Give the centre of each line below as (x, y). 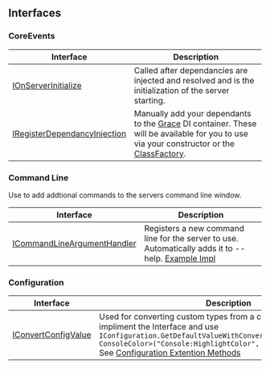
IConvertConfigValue (52, 335)
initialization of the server (182, 90)
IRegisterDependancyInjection (70, 133)
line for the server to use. (191, 238)
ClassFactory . (160, 153)
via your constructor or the (184, 144)
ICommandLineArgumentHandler (74, 243)
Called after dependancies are (191, 70)
